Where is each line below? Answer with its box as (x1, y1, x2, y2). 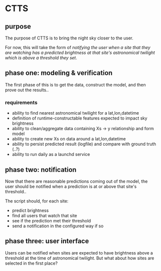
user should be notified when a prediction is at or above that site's (5, 183, 137, 189)
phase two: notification (5, 166, 76, 174)
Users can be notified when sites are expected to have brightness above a (5, 250, 153, 255)
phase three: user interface (5, 237, 89, 245)
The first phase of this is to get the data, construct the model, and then (5, 82, 146, 87)
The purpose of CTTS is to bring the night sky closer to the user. (5, 35, 134, 41)
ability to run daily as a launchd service (12, 152, 90, 157)
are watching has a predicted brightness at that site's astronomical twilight (5, 50, 155, 55)
